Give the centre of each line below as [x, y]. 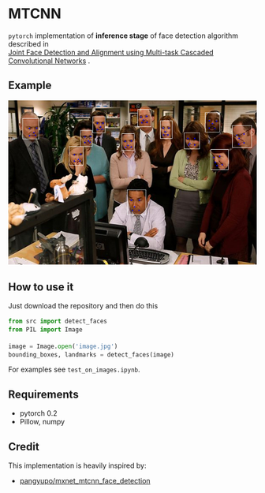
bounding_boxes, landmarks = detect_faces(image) [91, 355]
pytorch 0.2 [38, 413]
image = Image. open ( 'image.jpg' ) [63, 346]
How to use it [41, 287]
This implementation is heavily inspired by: [77, 465]
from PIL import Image [45, 329]
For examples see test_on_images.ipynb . [74, 370]
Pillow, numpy [42, 422]
